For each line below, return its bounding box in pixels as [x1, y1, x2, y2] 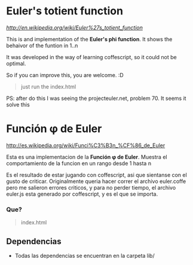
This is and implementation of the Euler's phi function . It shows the [6, 35, 173, 42]
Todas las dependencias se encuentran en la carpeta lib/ [14, 252, 155, 259]
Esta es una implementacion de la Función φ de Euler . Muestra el [6, 153, 167, 160]
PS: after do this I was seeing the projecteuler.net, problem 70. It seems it [6, 95, 186, 102]
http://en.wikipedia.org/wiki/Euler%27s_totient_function [6, 24, 143, 31]
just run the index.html [20, 83, 76, 90]
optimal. [6, 60, 26, 67]
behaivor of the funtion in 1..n [6, 42, 78, 49]
